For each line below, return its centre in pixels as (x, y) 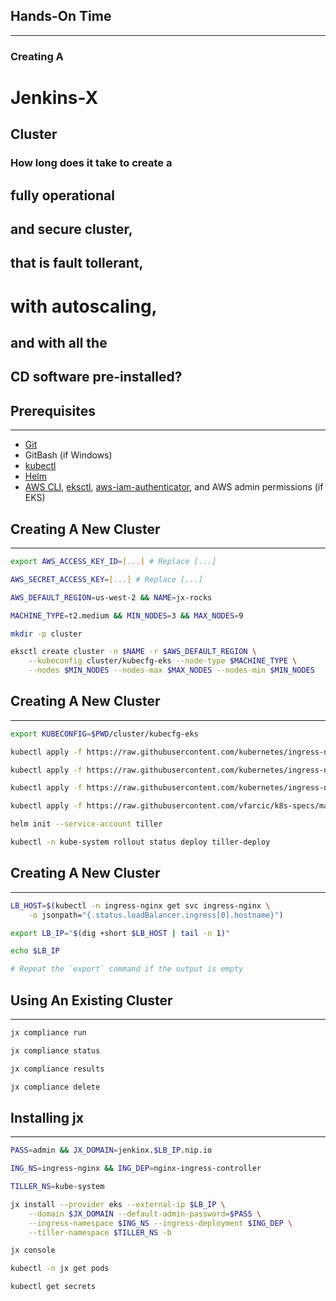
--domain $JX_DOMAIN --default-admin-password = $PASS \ (145, 1214)
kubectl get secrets (53, 1287)
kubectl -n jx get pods (60, 1269)
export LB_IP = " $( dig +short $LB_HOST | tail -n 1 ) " (120, 933)
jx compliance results (57, 1069)
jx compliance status (55, 1050)
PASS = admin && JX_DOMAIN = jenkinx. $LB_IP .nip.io (111, 1150)
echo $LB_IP (35, 951)
